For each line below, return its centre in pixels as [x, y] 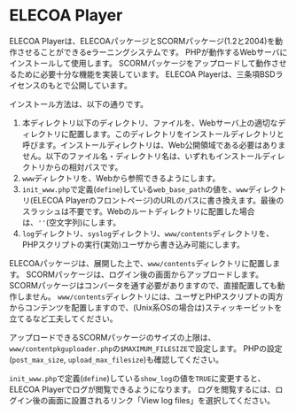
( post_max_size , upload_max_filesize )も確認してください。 [117, 359]
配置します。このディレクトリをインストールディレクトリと [177, 134]
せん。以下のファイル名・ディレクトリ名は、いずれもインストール [142, 156]
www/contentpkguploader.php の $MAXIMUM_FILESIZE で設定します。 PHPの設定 [146, 348]
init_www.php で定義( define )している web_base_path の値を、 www [135, 189]
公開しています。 [101, 85]
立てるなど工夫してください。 [63, 318]
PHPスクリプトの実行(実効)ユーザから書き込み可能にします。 [133, 244]
